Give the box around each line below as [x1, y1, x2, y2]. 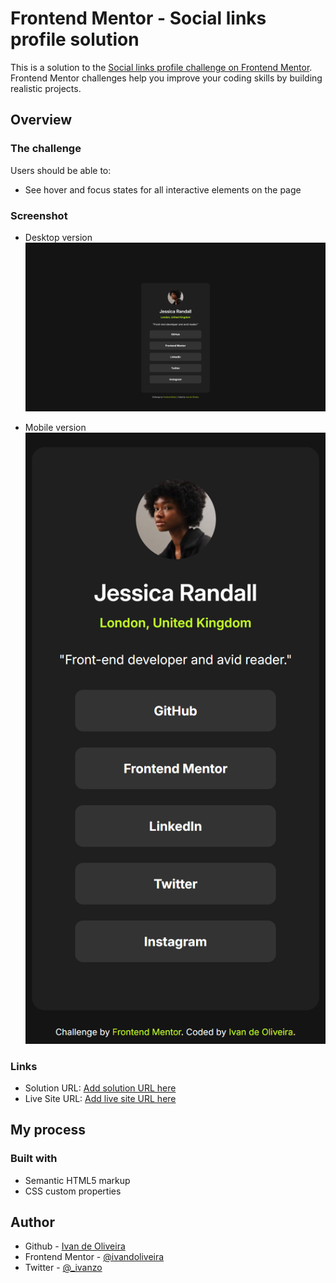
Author [10, 1213, 55, 1231]
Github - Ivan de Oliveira [24, 1240, 126, 1252]
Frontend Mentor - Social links [10, 7, 267, 30]
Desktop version [24, 231, 93, 243]
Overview [10, 112, 73, 129]
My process [10, 1122, 86, 1139]
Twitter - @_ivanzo [24, 1262, 103, 1274]
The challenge [10, 142, 82, 156]
